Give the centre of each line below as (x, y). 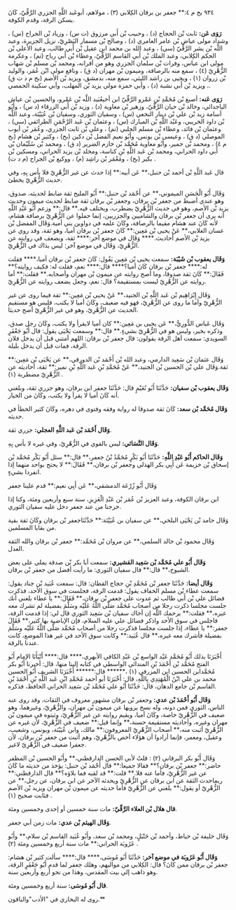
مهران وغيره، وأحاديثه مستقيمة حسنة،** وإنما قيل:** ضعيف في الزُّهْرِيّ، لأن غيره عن (118, 722)
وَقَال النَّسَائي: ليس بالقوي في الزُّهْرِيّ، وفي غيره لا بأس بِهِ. (84, 443)
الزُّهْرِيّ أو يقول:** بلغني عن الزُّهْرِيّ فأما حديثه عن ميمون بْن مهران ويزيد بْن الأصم (114, 788)
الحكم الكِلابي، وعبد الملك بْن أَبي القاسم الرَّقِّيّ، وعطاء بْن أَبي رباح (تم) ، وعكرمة (112, 55)
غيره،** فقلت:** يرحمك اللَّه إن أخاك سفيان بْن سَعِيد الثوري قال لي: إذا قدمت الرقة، (117, 613)
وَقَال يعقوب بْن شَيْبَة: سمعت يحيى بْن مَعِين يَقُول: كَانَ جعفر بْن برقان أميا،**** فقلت (116, 259)
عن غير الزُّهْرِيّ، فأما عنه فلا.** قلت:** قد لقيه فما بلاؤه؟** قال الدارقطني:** (107, 773)
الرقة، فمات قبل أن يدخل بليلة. (48, 346)
